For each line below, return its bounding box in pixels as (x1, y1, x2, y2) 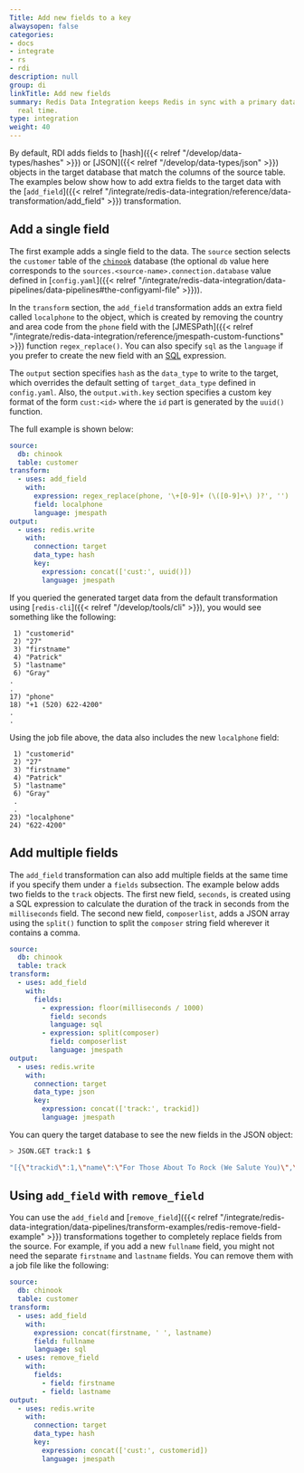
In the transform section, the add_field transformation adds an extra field (9, 301, 283, 312)
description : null (9, 72, 79, 81)
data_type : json (33, 1087, 95, 1096)
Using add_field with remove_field (9, 1188, 205, 1204)
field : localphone (33, 500, 103, 509)
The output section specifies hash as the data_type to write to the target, (9, 368, 279, 378)
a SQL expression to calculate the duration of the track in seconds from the (9, 898, 290, 909)
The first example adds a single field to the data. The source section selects (9, 245, 291, 256)
